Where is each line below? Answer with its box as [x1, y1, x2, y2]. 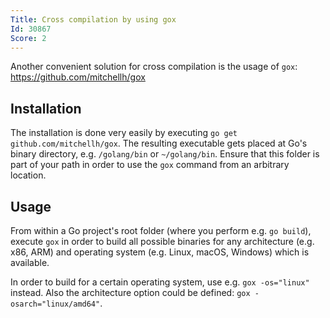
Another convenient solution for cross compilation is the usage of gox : [10, 61, 298, 73]
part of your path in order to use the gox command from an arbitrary [10, 159, 290, 171]
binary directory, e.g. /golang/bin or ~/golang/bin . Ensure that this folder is [10, 148, 320, 160]
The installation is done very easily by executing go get [10, 127, 238, 139]
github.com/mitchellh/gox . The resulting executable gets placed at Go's [10, 137, 308, 150]
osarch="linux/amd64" [10, 299, 101, 309]
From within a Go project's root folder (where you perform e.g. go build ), [10, 225, 312, 236]
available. [10, 257, 50, 268]
